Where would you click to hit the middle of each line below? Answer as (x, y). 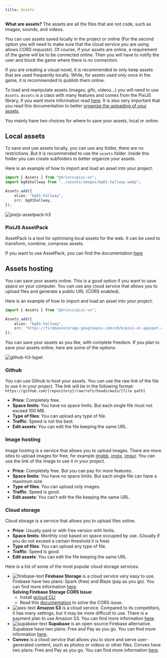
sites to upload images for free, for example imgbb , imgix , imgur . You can (80, 456)
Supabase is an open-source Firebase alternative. (100, 624)
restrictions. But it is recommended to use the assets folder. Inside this (77, 153)
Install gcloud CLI (38, 597)
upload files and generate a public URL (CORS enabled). (63, 291)
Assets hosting (29, 269)
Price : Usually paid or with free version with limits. (64, 531)
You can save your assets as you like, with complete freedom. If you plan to (83, 342)
